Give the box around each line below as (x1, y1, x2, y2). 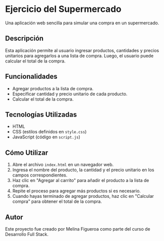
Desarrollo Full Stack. (5, 232, 49, 237)
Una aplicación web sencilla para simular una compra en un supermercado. (5, 20, 160, 26)
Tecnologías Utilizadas (5, 110, 77, 119)
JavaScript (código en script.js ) (12, 134, 81, 140)
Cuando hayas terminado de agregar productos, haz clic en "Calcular (12, 193, 154, 199)
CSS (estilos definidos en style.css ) (12, 129, 87, 135)
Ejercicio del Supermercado (5, 3, 121, 15)
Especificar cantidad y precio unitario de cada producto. (12, 91, 128, 97)
